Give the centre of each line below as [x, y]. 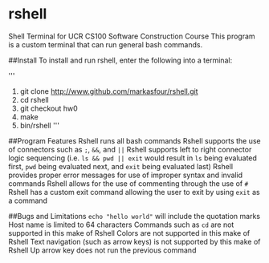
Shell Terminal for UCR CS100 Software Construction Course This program [132, 36]
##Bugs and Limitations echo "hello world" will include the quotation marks [134, 216]
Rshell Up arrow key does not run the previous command [102, 250]
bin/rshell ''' [40, 125]
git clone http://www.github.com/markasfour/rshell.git [109, 91]
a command [28, 200]
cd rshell [35, 99]
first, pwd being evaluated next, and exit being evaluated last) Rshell [121, 166]
